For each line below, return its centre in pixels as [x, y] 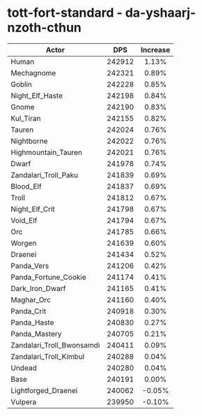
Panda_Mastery [36, 334]
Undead [24, 368]
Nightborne [29, 141]
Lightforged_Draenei [44, 390]
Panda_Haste [32, 322]
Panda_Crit [29, 311]
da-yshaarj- [161, 13]
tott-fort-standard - [65, 13]
